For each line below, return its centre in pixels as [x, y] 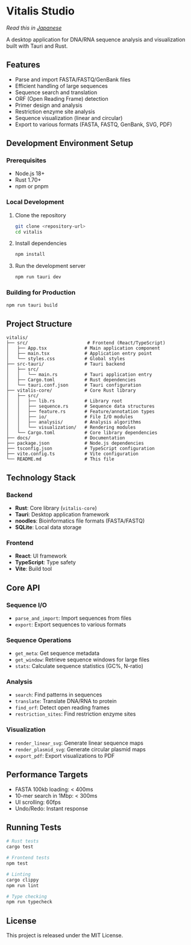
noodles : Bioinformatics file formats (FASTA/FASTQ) [80, 521]
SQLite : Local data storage [48, 527]
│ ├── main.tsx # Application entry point [79, 354]
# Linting [19, 874]
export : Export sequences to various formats [70, 624]
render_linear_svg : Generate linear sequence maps [79, 743]
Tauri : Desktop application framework [62, 514]
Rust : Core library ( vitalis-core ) [56, 507]
